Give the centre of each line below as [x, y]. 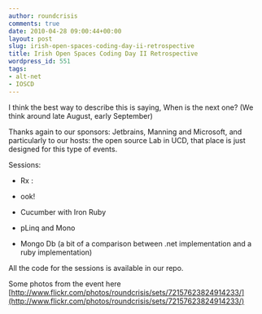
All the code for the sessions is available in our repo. [96, 268]
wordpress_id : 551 [39, 62]
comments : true [34, 24]
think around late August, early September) [81, 116]
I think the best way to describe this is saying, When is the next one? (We [131, 107]
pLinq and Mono [48, 228]
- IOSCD [22, 84]
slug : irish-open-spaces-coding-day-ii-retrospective [102, 46]
